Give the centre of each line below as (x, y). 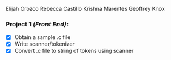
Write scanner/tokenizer (45, 44)
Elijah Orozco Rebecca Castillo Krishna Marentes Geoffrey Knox (85, 9)
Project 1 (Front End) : (37, 24)
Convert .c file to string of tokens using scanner (74, 51)
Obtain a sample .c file (42, 37)
